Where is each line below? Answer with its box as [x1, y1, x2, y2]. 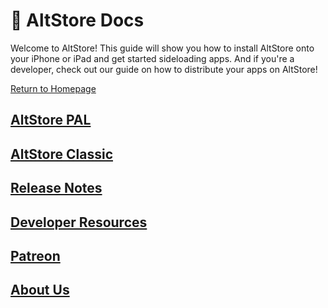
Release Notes [10, 180, 103, 197]
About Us [10, 282, 70, 299]
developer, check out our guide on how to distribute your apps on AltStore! [10, 63, 318, 75]
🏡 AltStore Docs [10, 9, 145, 32]
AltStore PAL [10, 112, 92, 129]
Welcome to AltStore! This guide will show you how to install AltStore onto [10, 42, 315, 54]
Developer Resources [10, 214, 148, 231]
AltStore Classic [10, 145, 113, 163]
